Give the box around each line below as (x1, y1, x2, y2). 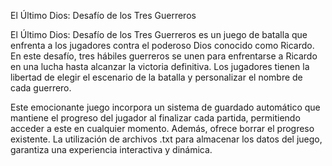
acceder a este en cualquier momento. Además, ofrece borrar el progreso (10, 123, 315, 134)
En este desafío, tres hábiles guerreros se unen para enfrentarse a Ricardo (10, 50, 318, 62)
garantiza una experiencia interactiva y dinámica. (10, 144, 213, 155)
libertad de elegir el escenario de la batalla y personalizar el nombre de (10, 71, 303, 83)
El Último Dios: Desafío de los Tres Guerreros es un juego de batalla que (10, 29, 308, 40)
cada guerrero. (10, 82, 72, 94)
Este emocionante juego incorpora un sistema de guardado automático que (10, 101, 321, 113)
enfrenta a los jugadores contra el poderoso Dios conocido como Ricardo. (10, 40, 315, 51)
